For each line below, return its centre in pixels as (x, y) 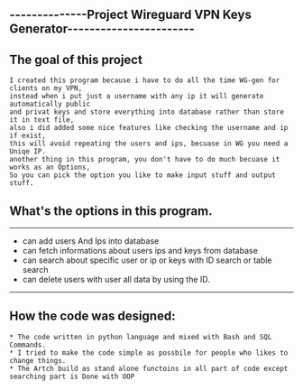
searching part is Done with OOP (72, 376)
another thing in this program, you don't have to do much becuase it (145, 160)
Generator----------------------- (102, 29)
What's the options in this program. (111, 211)
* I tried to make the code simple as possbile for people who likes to (149, 353)
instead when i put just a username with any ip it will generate (137, 97)
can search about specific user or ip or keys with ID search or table (147, 260)
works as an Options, (50, 167)
